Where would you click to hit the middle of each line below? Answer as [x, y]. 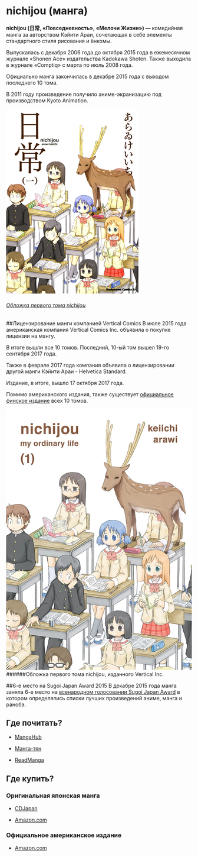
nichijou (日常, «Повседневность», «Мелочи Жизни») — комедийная [95, 28]
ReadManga [29, 760]
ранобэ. [16, 704]
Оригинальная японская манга [53, 795]
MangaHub [28, 737]
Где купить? [30, 779]
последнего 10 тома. [32, 83]
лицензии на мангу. [31, 336]
